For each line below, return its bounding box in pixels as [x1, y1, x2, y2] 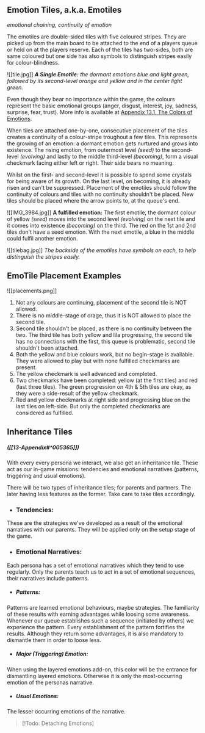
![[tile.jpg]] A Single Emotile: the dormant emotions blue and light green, [7, 70, 190, 78]
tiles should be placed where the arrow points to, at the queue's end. [7, 197, 180, 204]
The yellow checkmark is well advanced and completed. [15, 370, 157, 377]
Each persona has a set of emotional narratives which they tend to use [7, 561, 184, 569]
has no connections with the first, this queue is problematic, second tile [15, 338, 196, 345]
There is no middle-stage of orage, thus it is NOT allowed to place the [15, 311, 192, 319]
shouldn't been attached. [15, 344, 79, 352]
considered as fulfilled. [15, 409, 74, 416]
